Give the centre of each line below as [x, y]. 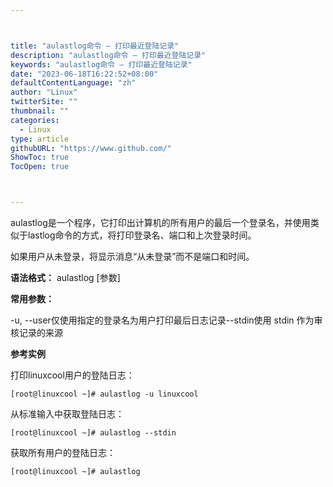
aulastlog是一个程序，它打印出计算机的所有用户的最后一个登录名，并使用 [160, 222]
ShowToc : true [40, 157]
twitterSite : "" [44, 102]
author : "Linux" [44, 92]
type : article [40, 139]
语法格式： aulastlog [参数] [65, 277]
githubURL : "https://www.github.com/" [91, 148]
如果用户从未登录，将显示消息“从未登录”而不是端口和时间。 [132, 256]
